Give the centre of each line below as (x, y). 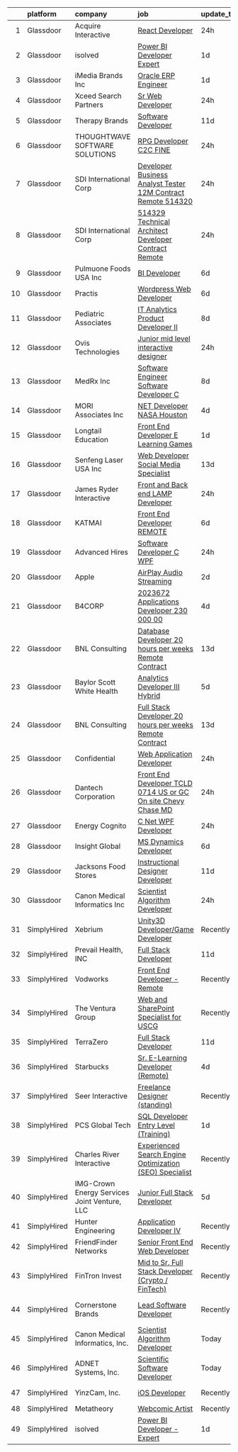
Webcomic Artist (165, 1408)
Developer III (159, 687)
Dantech (89, 788)
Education (91, 440)
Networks (91, 1251)
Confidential (95, 759)
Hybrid (149, 696)
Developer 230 (163, 610)
